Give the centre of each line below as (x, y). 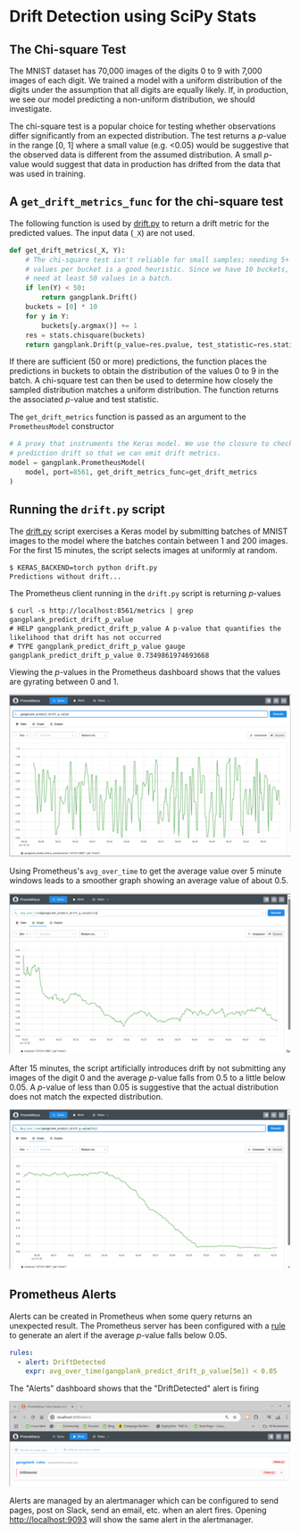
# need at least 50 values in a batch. (100, 279)
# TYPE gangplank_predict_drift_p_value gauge (97, 646)
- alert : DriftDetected (61, 1362)
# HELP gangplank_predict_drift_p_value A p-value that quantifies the (145, 628)
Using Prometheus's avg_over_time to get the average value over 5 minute (146, 871)
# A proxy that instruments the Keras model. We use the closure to (139, 444)
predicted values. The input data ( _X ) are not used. (102, 232)
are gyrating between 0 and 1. (64, 681)
